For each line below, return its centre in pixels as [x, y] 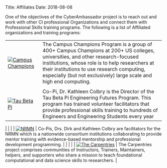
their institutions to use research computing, [94, 69]
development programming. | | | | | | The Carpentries [79, 144]
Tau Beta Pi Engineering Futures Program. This [97, 98]
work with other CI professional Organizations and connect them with [76, 22]
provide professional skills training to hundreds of [100, 110]
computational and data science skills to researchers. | [61, 160]
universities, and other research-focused [91, 57]
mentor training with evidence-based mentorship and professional [73, 139]
